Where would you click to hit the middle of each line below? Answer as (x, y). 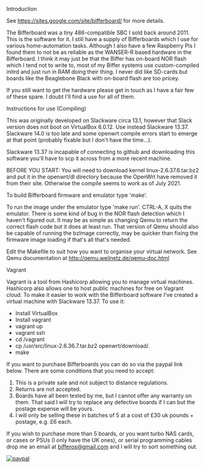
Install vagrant (33, 320)
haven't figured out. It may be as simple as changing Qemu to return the (97, 220)
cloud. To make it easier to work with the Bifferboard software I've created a (102, 295)
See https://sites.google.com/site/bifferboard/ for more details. (86, 21)
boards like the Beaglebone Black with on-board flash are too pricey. (93, 78)
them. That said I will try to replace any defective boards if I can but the (105, 402)
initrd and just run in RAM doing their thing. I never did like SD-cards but (97, 72)
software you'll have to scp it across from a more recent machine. (89, 158)
